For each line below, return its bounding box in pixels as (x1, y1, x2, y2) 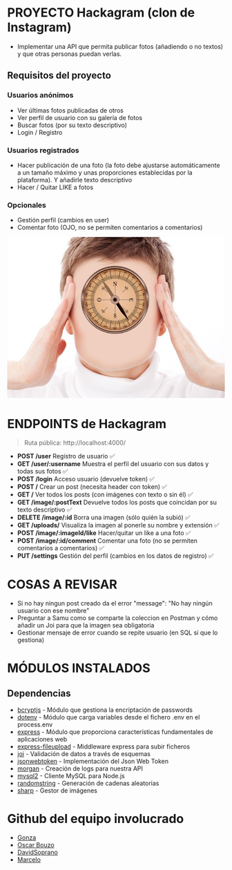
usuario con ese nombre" (17, 606, 90, 615)
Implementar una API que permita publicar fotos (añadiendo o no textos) (17, 42, 223, 50)
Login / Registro (17, 128, 63, 136)
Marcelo (17, 855, 41, 864)
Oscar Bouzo (17, 841, 55, 849)
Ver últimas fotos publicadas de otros (17, 106, 124, 115)
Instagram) (7, 19, 72, 35)
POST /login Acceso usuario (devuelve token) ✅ (17, 475, 155, 483)
